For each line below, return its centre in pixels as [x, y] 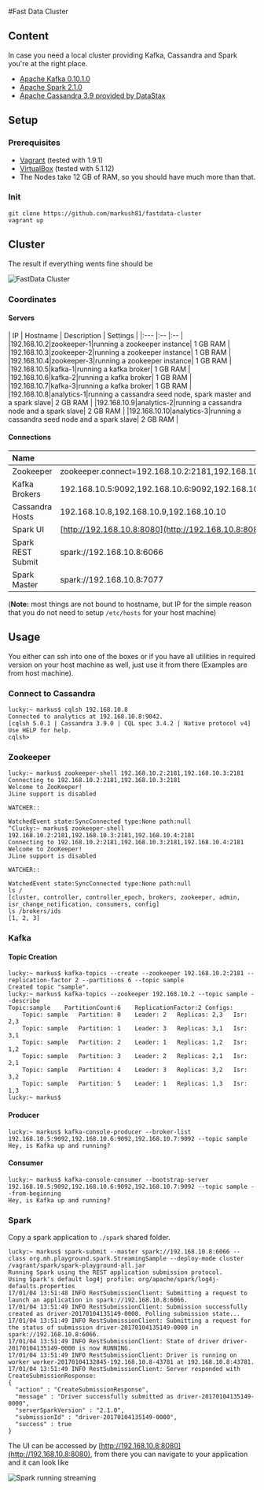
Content [29, 36]
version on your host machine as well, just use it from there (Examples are [128, 665]
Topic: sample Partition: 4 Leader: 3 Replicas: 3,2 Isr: [135, 1070]
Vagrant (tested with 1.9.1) [61, 160]
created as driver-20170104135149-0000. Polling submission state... [125, 1314]
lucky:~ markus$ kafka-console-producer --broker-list [100, 1132]
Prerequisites [34, 143]
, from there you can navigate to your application [169, 1455]
